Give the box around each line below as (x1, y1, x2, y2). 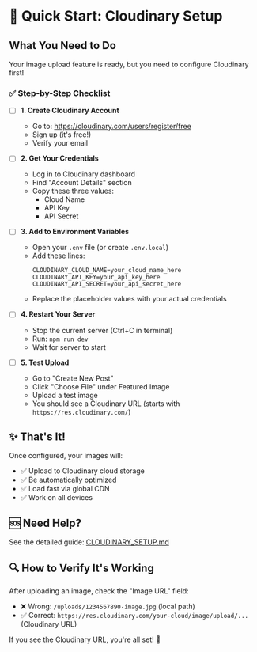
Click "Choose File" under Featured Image (32, 381, 170, 391)
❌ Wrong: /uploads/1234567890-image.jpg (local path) (20, 601, 196, 612)
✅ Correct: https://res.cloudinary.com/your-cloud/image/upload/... (20, 611, 249, 620)
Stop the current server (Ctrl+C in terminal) (32, 325, 173, 335)
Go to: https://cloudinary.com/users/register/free (32, 122, 192, 131)
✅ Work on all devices (20, 493, 93, 502)
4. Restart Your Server (20, 309, 96, 319)
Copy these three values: (32, 186, 114, 196)
